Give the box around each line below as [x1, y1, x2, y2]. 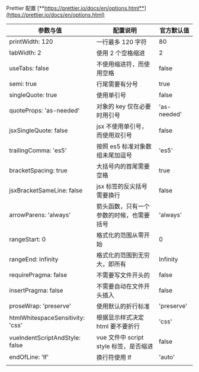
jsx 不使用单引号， [96, 123, 148, 130]
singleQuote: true [9, 91, 57, 99]
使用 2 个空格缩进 [96, 49, 145, 57]
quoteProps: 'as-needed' [9, 107, 80, 114]
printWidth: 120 [9, 37, 53, 46]
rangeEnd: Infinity [9, 255, 59, 263]
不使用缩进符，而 [96, 60, 144, 68]
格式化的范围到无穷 [96, 251, 150, 259]
